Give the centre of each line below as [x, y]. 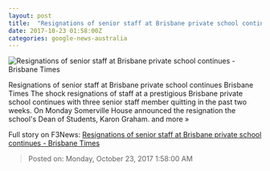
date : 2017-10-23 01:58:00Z [55, 31]
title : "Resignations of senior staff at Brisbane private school [124, 23]
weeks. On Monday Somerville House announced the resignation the [122, 111]
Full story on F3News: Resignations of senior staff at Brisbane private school [135, 135]
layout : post [30, 16]
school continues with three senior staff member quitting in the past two [128, 102]
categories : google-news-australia [68, 38]
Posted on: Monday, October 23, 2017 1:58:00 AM [110, 159]
